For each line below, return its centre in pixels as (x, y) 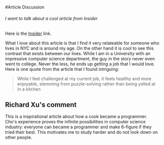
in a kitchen (29, 89)
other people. (19, 138)
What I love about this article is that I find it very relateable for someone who (82, 43)
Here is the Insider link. (28, 33)
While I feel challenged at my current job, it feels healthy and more (84, 79)
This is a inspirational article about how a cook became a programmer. (76, 116)
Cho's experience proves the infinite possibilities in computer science (75, 122)
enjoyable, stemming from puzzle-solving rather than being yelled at (86, 84)
